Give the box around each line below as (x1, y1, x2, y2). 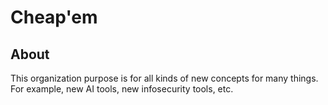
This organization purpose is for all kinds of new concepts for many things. (10, 72, 319, 84)
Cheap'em (10, 6, 98, 29)
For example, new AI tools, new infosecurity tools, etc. (10, 83, 234, 95)
